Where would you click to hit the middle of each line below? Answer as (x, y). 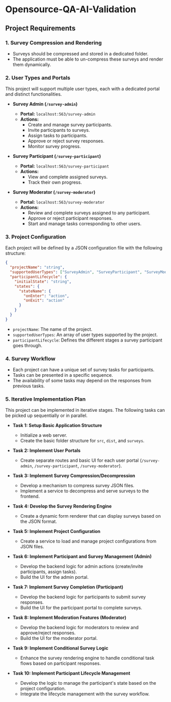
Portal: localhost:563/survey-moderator (62, 202)
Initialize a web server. (44, 435)
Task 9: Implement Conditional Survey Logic (60, 648)
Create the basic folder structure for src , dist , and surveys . (82, 441)
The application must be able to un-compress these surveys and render (88, 59)
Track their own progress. (55, 182)
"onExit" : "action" (44, 301)
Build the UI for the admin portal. (54, 577)
